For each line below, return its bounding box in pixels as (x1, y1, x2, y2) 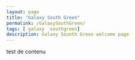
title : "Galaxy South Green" (6, 15, 80, 21)
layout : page (6, 8, 40, 15)
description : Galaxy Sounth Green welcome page (6, 32, 130, 38)
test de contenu (6, 48, 46, 55)
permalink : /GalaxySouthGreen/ (6, 20, 86, 26)
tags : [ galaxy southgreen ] (6, 25, 80, 32)
